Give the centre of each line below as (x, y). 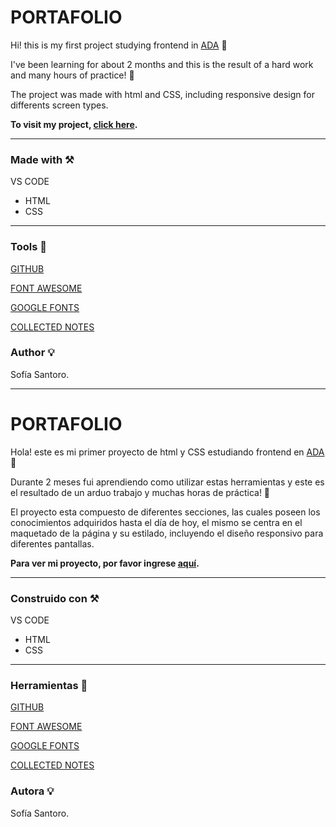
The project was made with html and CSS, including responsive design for (162, 94)
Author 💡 (32, 353)
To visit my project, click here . (74, 124)
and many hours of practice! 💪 (72, 75)
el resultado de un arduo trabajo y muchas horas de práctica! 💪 (140, 492)
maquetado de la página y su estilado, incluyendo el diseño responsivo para (167, 533)
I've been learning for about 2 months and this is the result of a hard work (162, 64)
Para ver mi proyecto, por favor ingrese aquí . (105, 563)
